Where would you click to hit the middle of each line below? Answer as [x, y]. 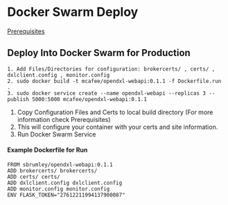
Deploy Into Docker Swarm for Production [99, 53]
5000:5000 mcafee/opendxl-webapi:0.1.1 [90, 99]
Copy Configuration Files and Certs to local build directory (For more [115, 112]
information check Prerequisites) [64, 119]
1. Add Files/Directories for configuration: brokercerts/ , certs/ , [111, 69]
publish [18, 99]
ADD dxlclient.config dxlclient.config [65, 183]
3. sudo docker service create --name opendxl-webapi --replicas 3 [107, 93]
